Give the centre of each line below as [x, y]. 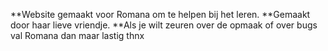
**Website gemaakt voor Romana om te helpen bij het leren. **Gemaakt [160, 14]
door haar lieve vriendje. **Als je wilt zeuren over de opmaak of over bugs [164, 25]
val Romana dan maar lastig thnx [77, 35]
